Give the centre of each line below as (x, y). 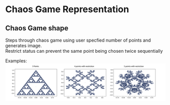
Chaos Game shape (37, 28)
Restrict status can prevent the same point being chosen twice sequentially (84, 51)
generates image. (24, 46)
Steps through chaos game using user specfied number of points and (78, 40)
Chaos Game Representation (67, 9)
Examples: (16, 61)
